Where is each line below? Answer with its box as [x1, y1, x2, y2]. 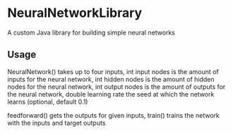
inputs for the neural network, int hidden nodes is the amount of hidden [7, 75, 215, 83]
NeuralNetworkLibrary [7, 5, 143, 21]
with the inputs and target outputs [7, 118, 106, 127]
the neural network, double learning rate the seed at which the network [7, 90, 215, 98]
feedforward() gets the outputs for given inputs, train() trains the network [7, 111, 220, 119]
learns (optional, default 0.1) [7, 97, 88, 106]
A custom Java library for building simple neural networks [7, 28, 175, 37]
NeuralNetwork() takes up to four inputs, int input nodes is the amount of [7, 67, 219, 75]
